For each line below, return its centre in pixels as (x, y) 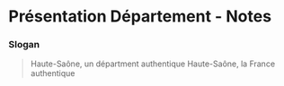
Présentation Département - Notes (140, 17)
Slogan (24, 45)
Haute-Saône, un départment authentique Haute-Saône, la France (153, 64)
